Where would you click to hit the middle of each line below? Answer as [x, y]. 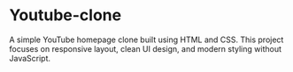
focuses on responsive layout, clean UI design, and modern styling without [145, 48]
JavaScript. [30, 58]
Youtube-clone [66, 15]
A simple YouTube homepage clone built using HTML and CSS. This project [146, 40]
